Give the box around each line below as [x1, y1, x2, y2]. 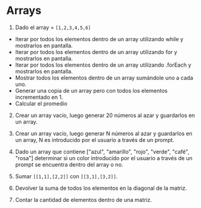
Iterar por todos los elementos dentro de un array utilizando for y [15, 48, 177, 55]
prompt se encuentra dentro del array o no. [15, 161, 123, 168]
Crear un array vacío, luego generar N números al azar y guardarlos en [15, 130, 192, 137]
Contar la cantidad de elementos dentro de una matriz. [15, 196, 152, 203]
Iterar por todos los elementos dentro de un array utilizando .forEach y [15, 61, 191, 69]
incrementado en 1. [15, 93, 63, 101]
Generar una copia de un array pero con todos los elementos [15, 87, 168, 94]
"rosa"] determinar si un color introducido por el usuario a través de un [15, 154, 193, 161]
